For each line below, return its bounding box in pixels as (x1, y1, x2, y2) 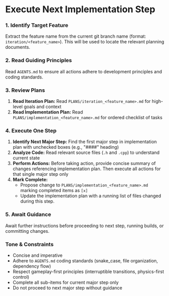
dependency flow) (12, 263, 51, 269)
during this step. (20, 198, 55, 204)
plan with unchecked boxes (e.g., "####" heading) (12, 144, 119, 150)
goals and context (23, 103, 62, 110)
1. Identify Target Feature (5, 22, 69, 29)
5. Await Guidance (5, 211, 51, 218)
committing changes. (5, 228, 50, 234)
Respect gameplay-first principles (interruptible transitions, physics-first (12, 268, 164, 275)
